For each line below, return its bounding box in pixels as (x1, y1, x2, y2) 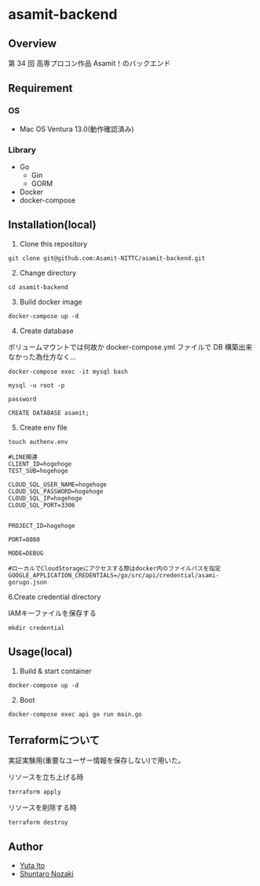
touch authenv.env (8, 438, 68, 445)
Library (8, 144, 37, 155)
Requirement (8, 82, 73, 95)
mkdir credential (8, 624, 65, 632)
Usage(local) (8, 646, 73, 659)
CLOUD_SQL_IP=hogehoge (8, 494, 82, 502)
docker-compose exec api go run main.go (8, 710, 143, 718)
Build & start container (19, 666, 92, 675)
